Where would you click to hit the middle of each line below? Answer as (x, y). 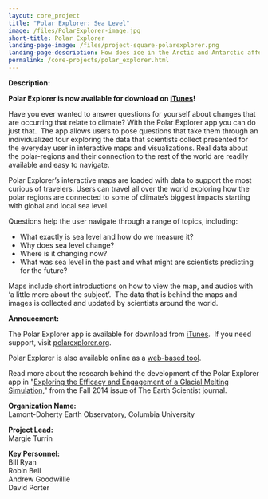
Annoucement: (34, 318)
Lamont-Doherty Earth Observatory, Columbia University (102, 414)
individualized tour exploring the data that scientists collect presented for (128, 139)
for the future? (43, 270)
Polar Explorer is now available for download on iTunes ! (102, 98)
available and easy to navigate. (59, 164)
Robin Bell (25, 470)
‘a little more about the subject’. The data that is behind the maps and (123, 294)
